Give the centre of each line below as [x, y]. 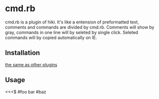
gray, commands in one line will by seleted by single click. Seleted [72, 32]
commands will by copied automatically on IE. [51, 38]
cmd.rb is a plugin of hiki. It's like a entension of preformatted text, [72, 22]
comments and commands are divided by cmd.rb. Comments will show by [80, 27]
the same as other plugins [31, 64]
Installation [23, 53]
